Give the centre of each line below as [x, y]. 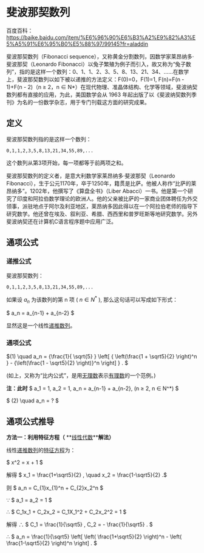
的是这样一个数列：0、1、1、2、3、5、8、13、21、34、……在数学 [107, 71]
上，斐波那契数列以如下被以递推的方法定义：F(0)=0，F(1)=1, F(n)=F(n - [95, 79]
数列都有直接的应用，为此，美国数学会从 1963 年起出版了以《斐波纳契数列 [99, 95]
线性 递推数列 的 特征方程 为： [41, 450]
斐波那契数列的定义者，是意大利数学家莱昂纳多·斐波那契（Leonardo [91, 176]
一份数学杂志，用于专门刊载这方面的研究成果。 [91, 102]
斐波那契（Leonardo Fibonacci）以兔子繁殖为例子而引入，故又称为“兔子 [96, 64]
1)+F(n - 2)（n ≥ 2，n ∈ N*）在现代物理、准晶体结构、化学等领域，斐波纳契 [102, 87]
